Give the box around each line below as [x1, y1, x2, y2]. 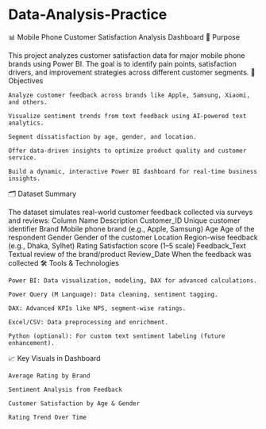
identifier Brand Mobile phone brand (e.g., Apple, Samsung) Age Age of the [8, 224, 255, 233]
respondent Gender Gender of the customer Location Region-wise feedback [8, 232, 258, 242]
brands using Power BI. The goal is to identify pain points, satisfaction [8, 59, 237, 68]
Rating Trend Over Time [8, 413, 87, 421]
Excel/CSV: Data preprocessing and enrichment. [8, 318, 169, 326]
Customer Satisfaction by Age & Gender [8, 399, 141, 408]
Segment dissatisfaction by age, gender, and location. [8, 132, 197, 140]
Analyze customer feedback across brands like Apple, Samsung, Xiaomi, [8, 91, 250, 99]
